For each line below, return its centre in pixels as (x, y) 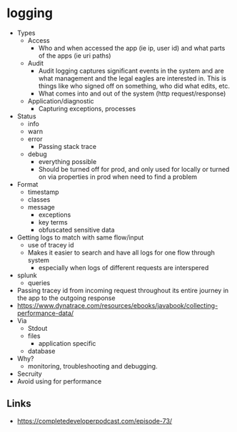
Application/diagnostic (61, 101)
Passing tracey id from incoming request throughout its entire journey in (123, 290)
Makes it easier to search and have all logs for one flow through (121, 252)
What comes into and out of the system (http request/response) (132, 93)
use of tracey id (51, 245)
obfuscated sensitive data (76, 230)
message (41, 207)
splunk (27, 275)
